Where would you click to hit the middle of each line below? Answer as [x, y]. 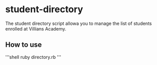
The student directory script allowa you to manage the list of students [78, 23]
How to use [24, 45]
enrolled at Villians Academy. [36, 28]
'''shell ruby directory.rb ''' [33, 57]
